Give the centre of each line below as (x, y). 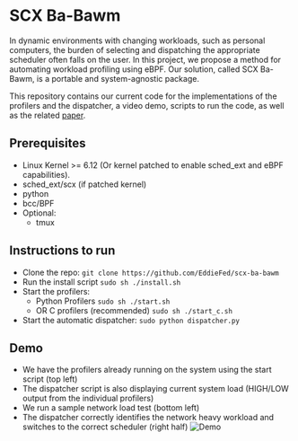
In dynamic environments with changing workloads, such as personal (137, 40)
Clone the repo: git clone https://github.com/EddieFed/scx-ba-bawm (151, 272)
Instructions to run (62, 251)
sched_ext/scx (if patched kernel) (84, 184)
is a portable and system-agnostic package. (118, 78)
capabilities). (46, 174)
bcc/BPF (38, 203)
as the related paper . (48, 115)
